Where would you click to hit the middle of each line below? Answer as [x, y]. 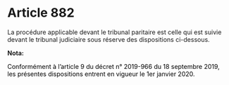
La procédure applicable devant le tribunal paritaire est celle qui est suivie [114, 32]
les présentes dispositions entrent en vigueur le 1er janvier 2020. [101, 74]
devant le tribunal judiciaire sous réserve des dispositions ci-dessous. [109, 39]
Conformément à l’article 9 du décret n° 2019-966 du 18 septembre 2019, [113, 66]
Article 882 [41, 13]
